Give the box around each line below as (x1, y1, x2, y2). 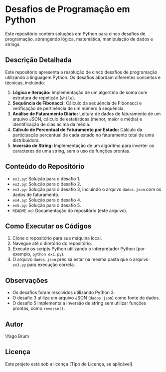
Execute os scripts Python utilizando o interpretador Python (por (12, 246, 145, 252)
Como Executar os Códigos (5, 221, 92, 230)
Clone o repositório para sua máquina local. (12, 235, 102, 241)
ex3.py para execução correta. (12, 261, 75, 268)
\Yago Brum (5, 333, 29, 339)
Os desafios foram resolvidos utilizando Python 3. (12, 289, 115, 295)
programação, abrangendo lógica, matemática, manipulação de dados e (5, 36, 154, 42)
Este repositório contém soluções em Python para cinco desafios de (5, 30, 146, 36)
